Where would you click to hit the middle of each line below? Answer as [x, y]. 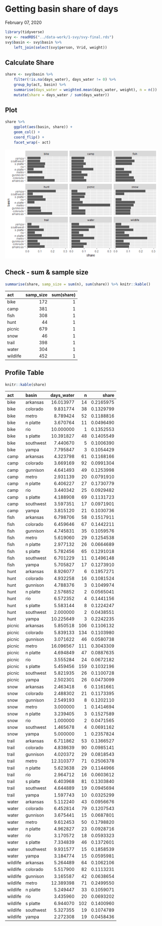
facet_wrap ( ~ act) [32, 142]
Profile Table [25, 373]
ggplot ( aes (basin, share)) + [43, 127]
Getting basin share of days [62, 9]
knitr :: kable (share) [26, 385]
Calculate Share [30, 63]
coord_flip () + [29, 137]
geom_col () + [27, 132]
